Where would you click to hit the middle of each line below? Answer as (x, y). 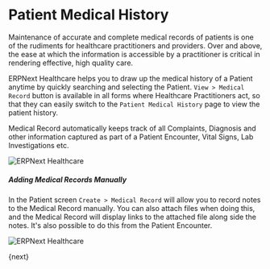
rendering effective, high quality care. (71, 63)
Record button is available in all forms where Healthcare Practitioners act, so (134, 95)
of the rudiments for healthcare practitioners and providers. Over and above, (135, 45)
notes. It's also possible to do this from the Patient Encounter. (110, 225)
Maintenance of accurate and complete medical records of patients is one (131, 37)
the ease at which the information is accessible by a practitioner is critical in (134, 54)
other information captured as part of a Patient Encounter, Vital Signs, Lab (131, 137)
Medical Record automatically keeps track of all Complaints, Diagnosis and (132, 128)
